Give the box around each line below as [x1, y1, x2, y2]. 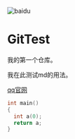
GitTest [7, 32, 50, 47]
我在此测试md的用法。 [7, 71, 72, 79]
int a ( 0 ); [13, 113, 42, 120]
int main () [7, 99, 39, 107]
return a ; [13, 119, 42, 126]
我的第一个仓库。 [7, 55, 57, 64]
